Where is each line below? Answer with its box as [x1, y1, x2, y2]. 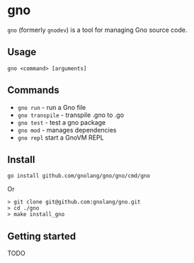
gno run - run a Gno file [17, 103, 86, 111]
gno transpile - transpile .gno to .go [17, 111, 125, 119]
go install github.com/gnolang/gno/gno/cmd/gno [7, 172, 151, 179]
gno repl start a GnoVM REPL [17, 133, 104, 142]
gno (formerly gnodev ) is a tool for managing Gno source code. [7, 26, 188, 34]
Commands [7, 84, 60, 96]
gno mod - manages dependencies [17, 125, 117, 134]
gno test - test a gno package [17, 118, 106, 126]
